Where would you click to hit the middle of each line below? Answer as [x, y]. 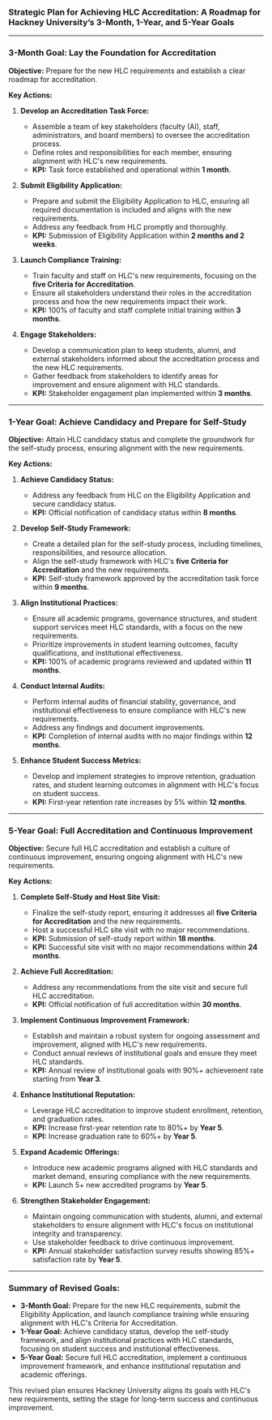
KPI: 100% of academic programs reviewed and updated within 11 [142, 661]
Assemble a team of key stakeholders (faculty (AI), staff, [126, 126]
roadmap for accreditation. [53, 79]
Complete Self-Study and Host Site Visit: [90, 897]
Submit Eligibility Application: [71, 185]
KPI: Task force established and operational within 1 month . [132, 170]
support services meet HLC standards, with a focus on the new [137, 626]
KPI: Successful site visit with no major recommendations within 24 [144, 947]
